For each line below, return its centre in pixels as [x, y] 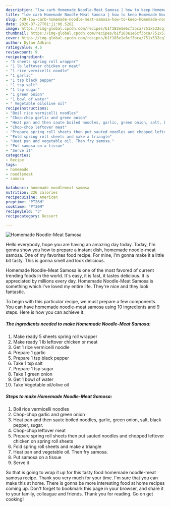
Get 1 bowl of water [33, 379]
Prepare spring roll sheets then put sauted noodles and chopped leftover [89, 436]
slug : [11, 19]
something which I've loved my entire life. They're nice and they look [77, 287]
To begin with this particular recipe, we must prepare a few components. [81, 302]
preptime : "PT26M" [25, 202]
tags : [11, 164]
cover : [13, 38]
